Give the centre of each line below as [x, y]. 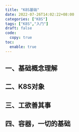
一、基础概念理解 [31, 68]
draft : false [19, 28]
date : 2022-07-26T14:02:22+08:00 [40, 14]
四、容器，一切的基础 [38, 124]
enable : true [23, 47]
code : [11, 33]
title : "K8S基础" [22, 10]
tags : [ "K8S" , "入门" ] [27, 24]
